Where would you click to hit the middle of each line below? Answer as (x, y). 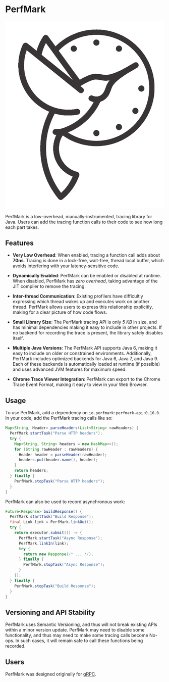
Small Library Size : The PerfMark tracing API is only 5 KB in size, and (85, 322)
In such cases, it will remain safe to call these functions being (79, 641)
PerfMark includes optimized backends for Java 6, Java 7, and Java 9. (86, 359)
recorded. (15, 646)
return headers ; (32, 471)
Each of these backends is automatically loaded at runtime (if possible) (86, 364)
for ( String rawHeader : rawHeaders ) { (56, 449)
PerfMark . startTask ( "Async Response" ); (60, 538)
